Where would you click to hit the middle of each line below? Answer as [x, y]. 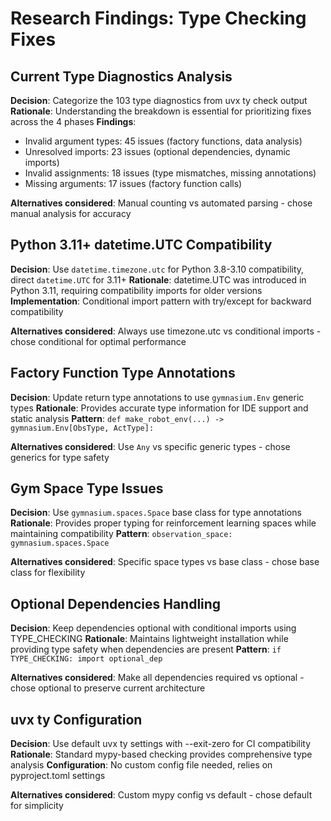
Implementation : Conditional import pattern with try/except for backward [161, 301]
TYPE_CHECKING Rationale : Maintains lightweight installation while [149, 639]
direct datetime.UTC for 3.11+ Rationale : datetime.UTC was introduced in [158, 279]
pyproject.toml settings [58, 776]
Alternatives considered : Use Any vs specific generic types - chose [150, 446]
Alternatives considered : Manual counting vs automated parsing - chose [161, 203]
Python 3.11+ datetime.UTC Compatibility [141, 245]
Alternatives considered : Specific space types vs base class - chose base [165, 562]
